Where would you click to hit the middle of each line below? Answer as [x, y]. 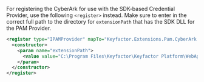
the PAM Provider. [29, 28]
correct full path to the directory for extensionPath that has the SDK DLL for [100, 22]
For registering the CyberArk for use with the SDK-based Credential [90, 9]
